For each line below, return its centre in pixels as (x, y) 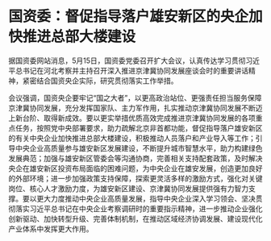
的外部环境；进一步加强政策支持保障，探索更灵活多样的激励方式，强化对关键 (135, 178)
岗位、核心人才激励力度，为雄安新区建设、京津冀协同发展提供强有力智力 (128, 188)
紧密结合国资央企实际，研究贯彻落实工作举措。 (100, 81)
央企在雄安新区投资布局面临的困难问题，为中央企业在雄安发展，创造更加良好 (135, 168)
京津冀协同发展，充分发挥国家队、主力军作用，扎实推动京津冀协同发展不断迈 (135, 108)
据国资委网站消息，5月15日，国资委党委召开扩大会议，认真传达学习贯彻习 (131, 60)
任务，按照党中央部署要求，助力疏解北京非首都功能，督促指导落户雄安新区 (139, 128)
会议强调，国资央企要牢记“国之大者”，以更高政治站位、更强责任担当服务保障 (135, 98)
